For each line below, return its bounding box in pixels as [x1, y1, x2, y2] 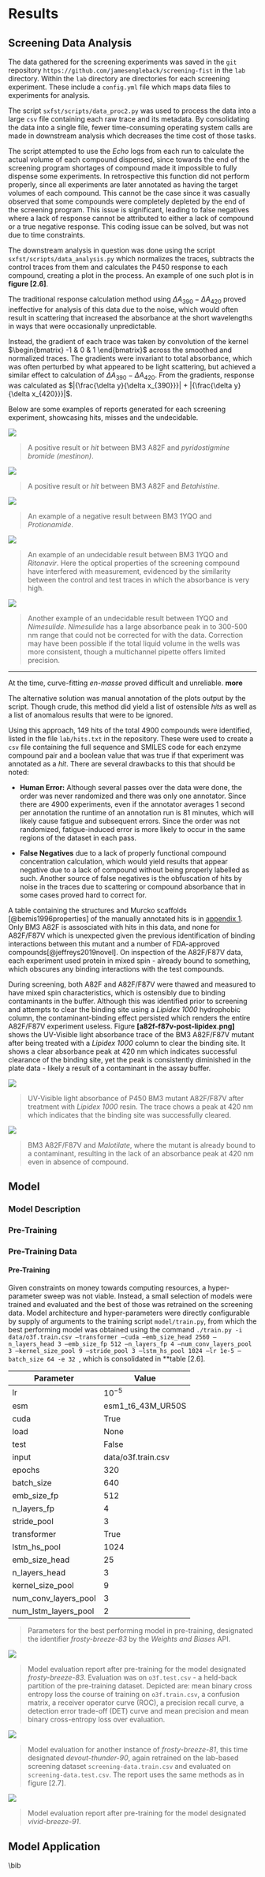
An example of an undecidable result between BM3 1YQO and [27, 549, 229, 559]
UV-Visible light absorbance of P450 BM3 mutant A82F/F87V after [27, 1093, 244, 1103]
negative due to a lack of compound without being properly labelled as [19, 865, 250, 875]
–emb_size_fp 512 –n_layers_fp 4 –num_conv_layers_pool [64, 1339, 252, 1348]
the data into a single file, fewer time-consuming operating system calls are [8, 123, 253, 132]
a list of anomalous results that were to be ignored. [8, 710, 174, 719]
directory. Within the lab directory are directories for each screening [8, 74, 230, 83]
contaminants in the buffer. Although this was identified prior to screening [8, 996, 248, 1006]
